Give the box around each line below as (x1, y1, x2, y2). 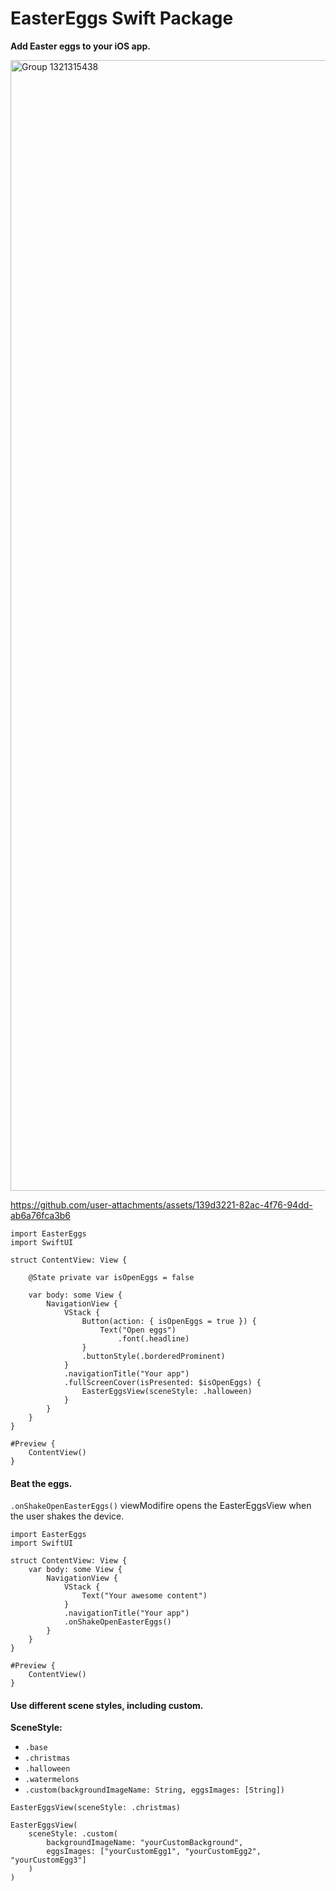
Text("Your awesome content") (81, 1591, 208, 1601)
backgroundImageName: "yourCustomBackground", (46, 1838, 244, 1848)
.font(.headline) (117, 1333, 190, 1344)
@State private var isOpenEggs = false (28, 1272, 195, 1282)
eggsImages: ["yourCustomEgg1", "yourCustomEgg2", (46, 1847, 262, 1857)
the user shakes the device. (10, 1510, 125, 1522)
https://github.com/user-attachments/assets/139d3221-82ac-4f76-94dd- (10, 1198, 313, 1211)
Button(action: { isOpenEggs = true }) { (81, 1316, 257, 1326)
